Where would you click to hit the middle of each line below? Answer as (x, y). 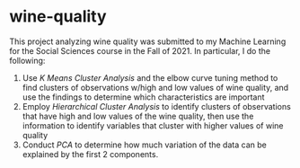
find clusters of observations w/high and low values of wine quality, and (155, 87)
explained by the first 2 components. (90, 154)
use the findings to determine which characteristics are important (143, 97)
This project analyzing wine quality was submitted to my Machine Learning (148, 41)
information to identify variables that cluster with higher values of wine (153, 125)
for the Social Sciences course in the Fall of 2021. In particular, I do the (140, 50)
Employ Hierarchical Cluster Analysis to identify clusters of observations (157, 106)
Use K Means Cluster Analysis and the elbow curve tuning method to (150, 77)
